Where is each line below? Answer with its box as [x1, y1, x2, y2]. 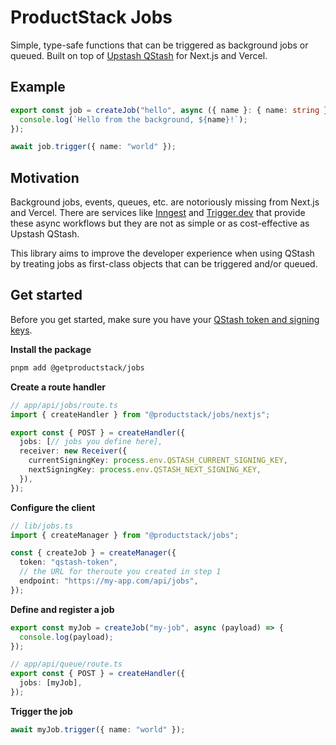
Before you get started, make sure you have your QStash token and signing [10, 313, 320, 325]
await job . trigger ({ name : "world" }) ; [10, 142, 177, 152]
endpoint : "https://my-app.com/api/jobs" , [19, 576, 199, 586]
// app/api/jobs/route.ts [10, 400, 118, 410]
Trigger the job [10, 705, 73, 717]
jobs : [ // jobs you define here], [19, 437, 163, 447]
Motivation [10, 169, 80, 186]
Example [10, 79, 66, 96]
